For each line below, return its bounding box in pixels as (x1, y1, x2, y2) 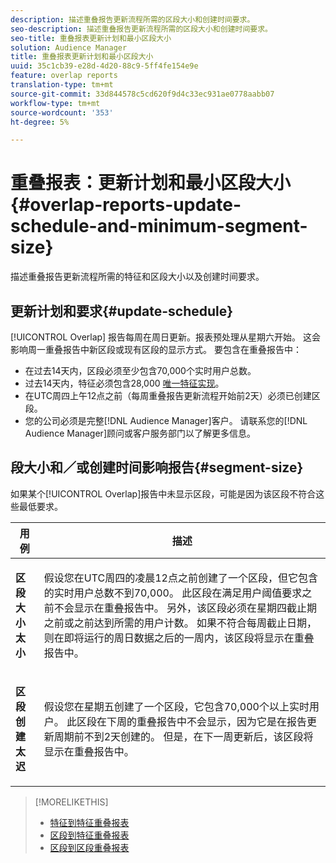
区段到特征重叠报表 (49, 829, 130, 841)
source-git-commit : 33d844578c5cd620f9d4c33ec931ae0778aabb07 (10, 89, 275, 99)
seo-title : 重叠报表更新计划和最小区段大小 (10, 33, 172, 43)
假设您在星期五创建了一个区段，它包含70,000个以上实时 (43, 699, 310, 713)
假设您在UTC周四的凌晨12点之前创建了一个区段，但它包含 (43, 571, 318, 585)
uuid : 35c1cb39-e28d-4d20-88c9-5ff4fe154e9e (10, 61, 199, 71)
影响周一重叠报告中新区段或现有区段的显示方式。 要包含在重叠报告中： (10, 344, 302, 355)
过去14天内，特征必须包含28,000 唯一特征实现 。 (24, 377, 225, 389)
